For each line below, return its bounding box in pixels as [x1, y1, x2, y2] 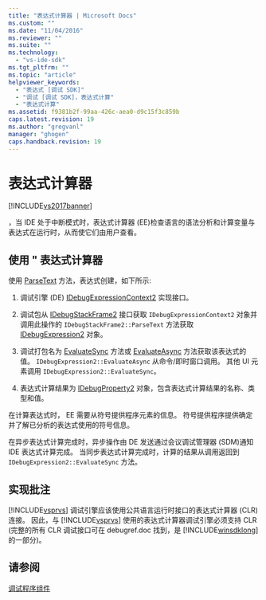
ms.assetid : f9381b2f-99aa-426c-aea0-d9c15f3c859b [8, 108, 180, 116]
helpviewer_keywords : [8, 78, 80, 86]
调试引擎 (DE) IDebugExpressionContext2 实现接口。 [19, 292, 194, 303]
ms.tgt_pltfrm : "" [8, 64, 69, 72]
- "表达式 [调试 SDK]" [15, 85, 85, 94]
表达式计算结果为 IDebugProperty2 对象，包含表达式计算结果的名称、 [19, 383, 248, 393]
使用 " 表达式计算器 [8, 253, 104, 267]
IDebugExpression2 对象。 [19, 330, 108, 339]
